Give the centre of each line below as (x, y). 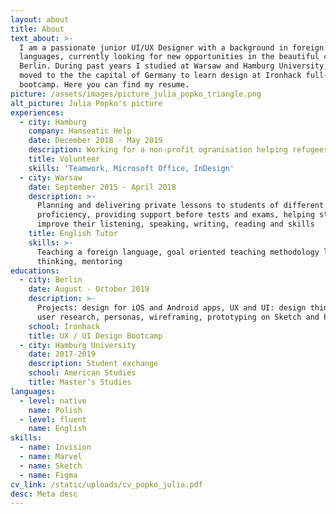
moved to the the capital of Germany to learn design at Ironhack (160, 76)
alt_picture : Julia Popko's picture (86, 103)
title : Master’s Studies (80, 382)
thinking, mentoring (79, 261)
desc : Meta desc (44, 494)
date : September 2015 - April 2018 (102, 187)
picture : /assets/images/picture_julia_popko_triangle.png (136, 94)
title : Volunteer (64, 159)
